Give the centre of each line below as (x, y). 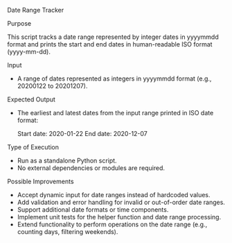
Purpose (19, 23)
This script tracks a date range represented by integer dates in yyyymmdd (113, 37)
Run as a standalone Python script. (67, 160)
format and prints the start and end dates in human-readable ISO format (110, 44)
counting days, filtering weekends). (68, 232)
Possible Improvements (41, 181)
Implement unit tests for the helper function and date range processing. (119, 217)
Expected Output (31, 99)
